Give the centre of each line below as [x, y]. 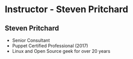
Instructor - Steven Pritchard [66, 9]
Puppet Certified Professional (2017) [50, 46]
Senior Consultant [31, 40]
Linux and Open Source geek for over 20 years [61, 51]
